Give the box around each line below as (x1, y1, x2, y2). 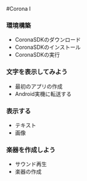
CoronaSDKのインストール (14, 43, 81, 51)
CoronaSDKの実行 (14, 51, 60, 59)
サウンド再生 (14, 160, 47, 168)
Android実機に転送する (14, 90, 72, 97)
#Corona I (6, 5, 31, 12)
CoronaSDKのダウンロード (14, 36, 81, 43)
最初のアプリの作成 (14, 83, 63, 90)
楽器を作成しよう (6, 145, 56, 154)
